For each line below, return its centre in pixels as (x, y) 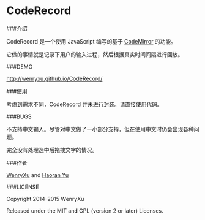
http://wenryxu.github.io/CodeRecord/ (54, 78)
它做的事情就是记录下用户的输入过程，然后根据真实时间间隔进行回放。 (95, 54)
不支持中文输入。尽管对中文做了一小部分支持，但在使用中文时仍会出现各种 (100, 129)
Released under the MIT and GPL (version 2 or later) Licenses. (85, 211)
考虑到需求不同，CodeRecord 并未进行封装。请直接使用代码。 (85, 104)
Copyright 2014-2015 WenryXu (45, 199)
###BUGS (19, 116)
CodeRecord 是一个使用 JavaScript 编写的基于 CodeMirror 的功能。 (91, 41)
